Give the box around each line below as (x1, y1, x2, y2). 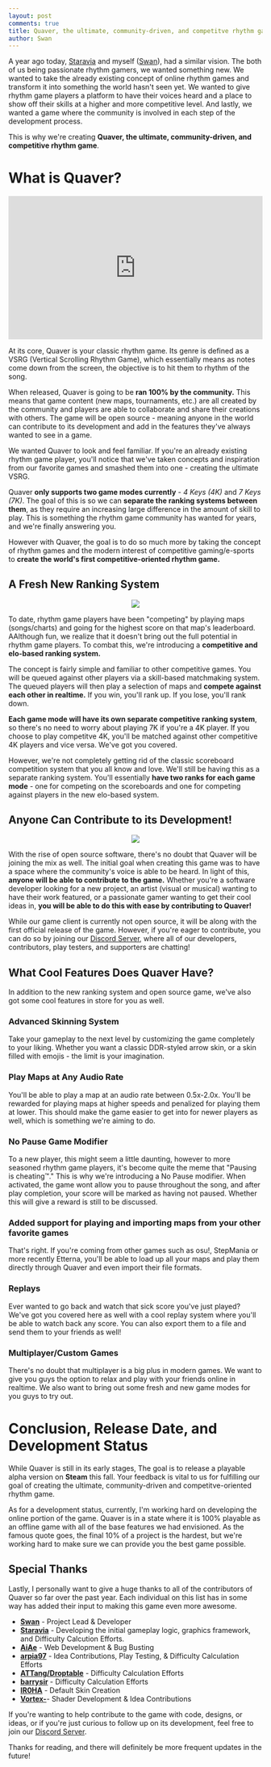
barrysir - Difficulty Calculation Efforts (19, 1677, 149, 1686)
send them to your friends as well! (8, 1327, 122, 1337)
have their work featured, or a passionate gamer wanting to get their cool (8, 893, 252, 902)
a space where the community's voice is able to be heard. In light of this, (8, 867, 250, 877)
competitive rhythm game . (8, 140, 99, 150)
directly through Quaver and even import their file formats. (8, 1262, 202, 1272)
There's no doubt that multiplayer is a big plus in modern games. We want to (8, 1365, 262, 1375)
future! (8, 1751, 31, 1761)
